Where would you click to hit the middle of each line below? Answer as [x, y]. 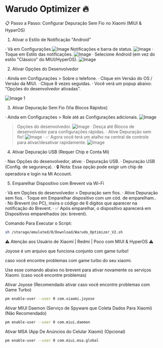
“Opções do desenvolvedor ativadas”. [43, 88]
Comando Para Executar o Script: [38, 223]
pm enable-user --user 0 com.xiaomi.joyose [50, 299]
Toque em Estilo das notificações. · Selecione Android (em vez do [80, 54]
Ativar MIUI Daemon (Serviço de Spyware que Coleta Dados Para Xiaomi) [79, 308]
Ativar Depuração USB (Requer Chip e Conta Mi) [61, 152]
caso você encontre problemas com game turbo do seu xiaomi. [69, 260]
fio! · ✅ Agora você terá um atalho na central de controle [83, 137]
